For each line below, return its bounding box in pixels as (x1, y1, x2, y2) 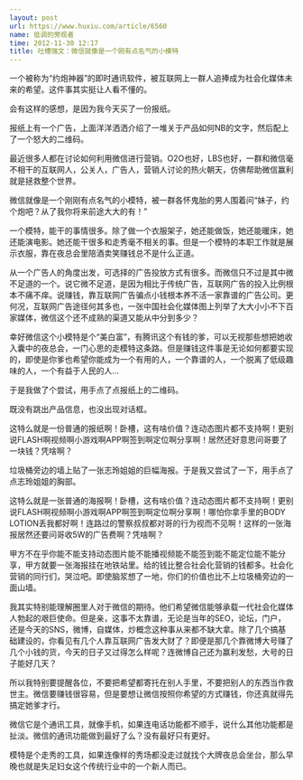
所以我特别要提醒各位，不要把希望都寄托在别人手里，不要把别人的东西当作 (9, 677, 286, 688)
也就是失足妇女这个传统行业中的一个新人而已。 (16, 761, 191, 772)
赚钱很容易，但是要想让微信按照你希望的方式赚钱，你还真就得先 (56, 689, 294, 700)
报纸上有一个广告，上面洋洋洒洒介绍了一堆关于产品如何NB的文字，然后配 (9, 123, 281, 134)
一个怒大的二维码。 (16, 134, 88, 145)
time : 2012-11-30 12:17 (9, 38, 99, 48)
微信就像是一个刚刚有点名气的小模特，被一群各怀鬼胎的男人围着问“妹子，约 (9, 195, 290, 206)
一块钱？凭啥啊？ (9, 446, 73, 456)
